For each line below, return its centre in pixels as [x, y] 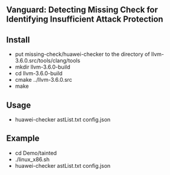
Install [18, 39]
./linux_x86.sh [32, 159]
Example [23, 139]
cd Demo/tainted [36, 153]
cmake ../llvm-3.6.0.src [43, 80]
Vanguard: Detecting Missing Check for [82, 10]
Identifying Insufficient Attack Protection [85, 20]
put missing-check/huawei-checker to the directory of [82, 54]
